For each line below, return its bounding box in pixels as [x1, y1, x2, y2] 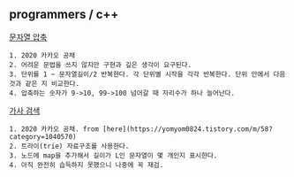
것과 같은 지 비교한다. [9, 79, 80, 88]
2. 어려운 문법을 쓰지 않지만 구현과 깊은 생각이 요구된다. [9, 60, 192, 69]
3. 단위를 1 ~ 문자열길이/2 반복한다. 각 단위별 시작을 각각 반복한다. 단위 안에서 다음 [9, 70, 286, 79]
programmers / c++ [9, 7, 119, 22]
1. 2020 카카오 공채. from [9, 124, 100, 134]
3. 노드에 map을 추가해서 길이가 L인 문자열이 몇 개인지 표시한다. [9, 150, 218, 160]
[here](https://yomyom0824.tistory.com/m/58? [102, 124, 274, 134]
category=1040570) [9, 132, 77, 141]
